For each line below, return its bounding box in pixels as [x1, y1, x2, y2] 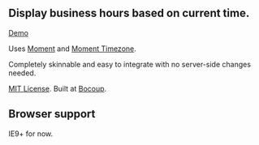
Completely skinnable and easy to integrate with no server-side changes [8, 59, 252, 69]
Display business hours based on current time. [8, 6, 250, 20]
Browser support [8, 107, 96, 121]
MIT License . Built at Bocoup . [8, 83, 107, 93]
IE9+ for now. [8, 129, 54, 139]
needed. [8, 68, 37, 78]
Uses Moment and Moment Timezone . [8, 44, 136, 53]
